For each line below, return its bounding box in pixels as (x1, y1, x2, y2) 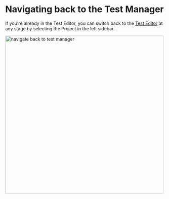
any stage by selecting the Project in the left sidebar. (5, 25, 115, 31)
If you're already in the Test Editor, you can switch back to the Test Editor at (5, 20, 163, 26)
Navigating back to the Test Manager (5, 4, 164, 15)
